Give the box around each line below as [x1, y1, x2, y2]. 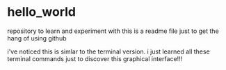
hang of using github [7, 34, 67, 42]
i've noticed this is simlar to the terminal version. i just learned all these [7, 47, 210, 56]
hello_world [7, 4, 76, 20]
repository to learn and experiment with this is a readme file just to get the [7, 27, 219, 35]
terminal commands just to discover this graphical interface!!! [7, 54, 183, 62]
